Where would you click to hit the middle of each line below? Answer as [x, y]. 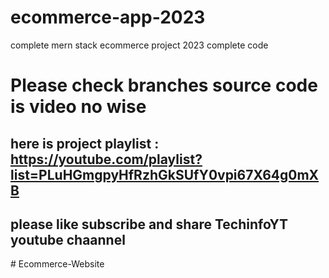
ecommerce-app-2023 [108, 17]
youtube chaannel [68, 239]
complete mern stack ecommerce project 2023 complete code [139, 45]
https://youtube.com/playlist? [106, 159]
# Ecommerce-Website [57, 264]
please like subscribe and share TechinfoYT [149, 224]
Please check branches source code [164, 85]
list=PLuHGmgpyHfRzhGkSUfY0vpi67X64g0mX [165, 174]
